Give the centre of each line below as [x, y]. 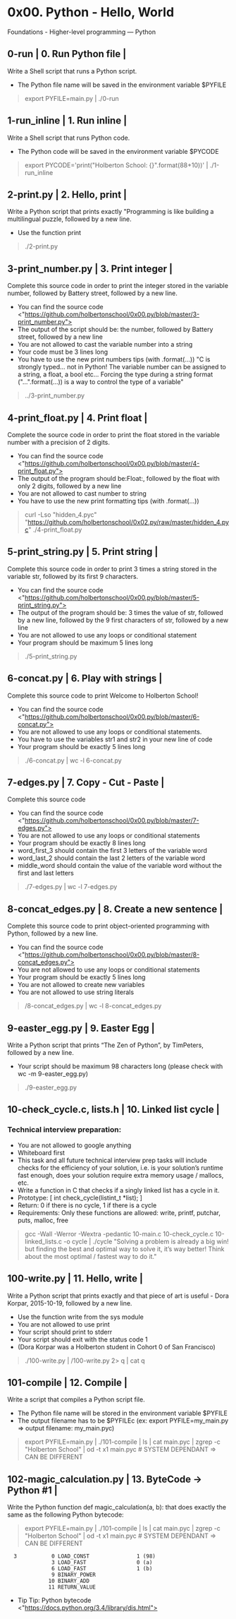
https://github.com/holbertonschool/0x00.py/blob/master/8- [112, 955]
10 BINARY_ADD [69, 1581]
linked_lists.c [43, 1241]
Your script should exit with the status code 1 [82, 1339]
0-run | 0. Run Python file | [67, 54]
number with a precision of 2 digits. [59, 442]
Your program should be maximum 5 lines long [85, 643]
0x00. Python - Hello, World [91, 12]
